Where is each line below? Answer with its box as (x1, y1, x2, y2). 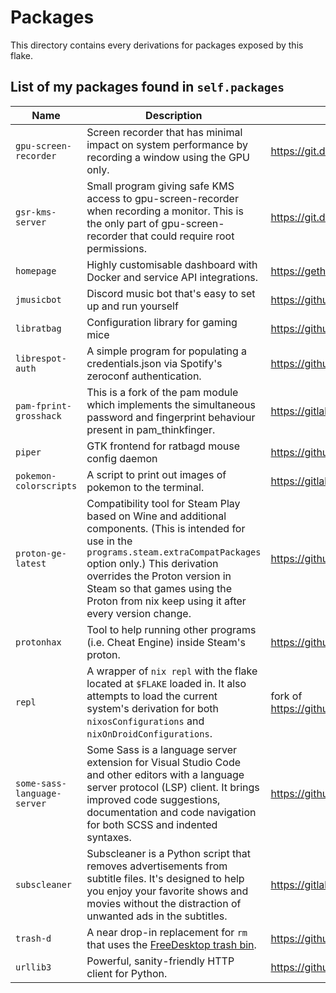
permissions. (86, 241, 148, 255)
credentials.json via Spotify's (86, 356, 223, 370)
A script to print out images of (86, 467, 227, 481)
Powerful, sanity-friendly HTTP (86, 954, 235, 968)
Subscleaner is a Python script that (86, 846, 252, 860)
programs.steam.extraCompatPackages (86, 546, 262, 558)
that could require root (129, 229, 235, 243)
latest (15, 557, 47, 569)
